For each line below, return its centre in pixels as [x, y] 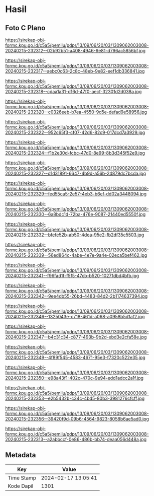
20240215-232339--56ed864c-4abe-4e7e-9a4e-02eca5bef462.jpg [76, 255]
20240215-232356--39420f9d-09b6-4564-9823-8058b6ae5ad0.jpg [77, 419]
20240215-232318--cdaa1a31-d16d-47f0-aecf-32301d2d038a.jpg [73, 91]
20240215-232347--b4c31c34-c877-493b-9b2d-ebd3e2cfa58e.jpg [76, 337]
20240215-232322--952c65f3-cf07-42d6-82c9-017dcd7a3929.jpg [75, 132]
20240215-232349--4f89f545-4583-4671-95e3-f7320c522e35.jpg [75, 358]
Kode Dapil [21, 486]
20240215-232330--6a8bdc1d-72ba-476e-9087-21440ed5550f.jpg [75, 214]
